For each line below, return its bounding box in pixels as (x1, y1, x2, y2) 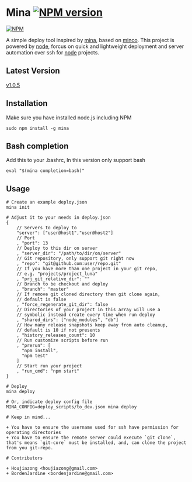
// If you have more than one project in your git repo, (16, 266, 158, 272)
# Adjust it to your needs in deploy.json (6, 215, 111, 221)
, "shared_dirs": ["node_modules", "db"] (16, 317, 118, 323)
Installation (6, 98, 48, 108)
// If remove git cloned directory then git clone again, (16, 291, 160, 298)
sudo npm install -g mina (6, 125, 69, 131)
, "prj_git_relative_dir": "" (16, 276, 90, 282)
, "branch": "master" (16, 287, 69, 292)
